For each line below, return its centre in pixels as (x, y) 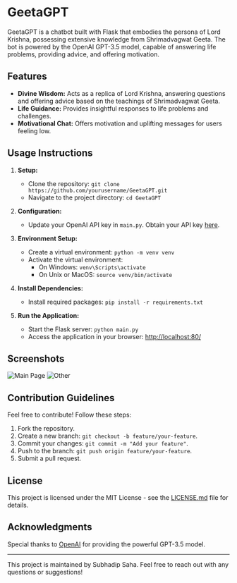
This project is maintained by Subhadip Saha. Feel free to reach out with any (118, 564)
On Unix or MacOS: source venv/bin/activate (105, 274)
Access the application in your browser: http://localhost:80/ (115, 336)
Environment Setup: (47, 238)
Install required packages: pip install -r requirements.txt (115, 302)
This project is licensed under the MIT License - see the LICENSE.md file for (118, 497)
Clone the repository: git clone (74, 183)
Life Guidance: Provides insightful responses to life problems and (113, 108)
